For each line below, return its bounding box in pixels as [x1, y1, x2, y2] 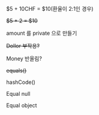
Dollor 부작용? [6, 43, 40, 49]
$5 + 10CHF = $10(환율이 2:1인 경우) [6, 5, 94, 12]
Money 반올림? [6, 55, 42, 62]
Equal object [6, 102, 37, 109]
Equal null [6, 90, 31, 97]
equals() [6, 67, 27, 74]
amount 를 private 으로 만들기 [6, 29, 77, 37]
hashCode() [6, 78, 36, 86]
